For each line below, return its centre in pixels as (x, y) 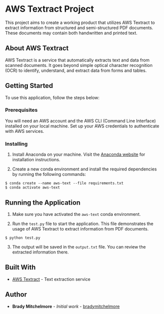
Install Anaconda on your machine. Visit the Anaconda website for (79, 154)
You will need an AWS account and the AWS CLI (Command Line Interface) (81, 121)
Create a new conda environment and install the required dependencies (84, 169)
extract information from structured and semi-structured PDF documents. (79, 27)
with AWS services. (25, 131)
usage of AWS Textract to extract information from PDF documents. (80, 229)
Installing (16, 144)
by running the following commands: (49, 174)
